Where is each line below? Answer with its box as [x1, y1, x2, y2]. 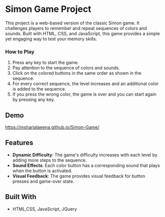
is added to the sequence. [12, 86, 66, 92]
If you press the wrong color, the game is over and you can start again [12, 91, 157, 98]
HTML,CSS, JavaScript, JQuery [12, 206, 77, 212]
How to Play [5, 48, 35, 55]
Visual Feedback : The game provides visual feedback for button [12, 173, 146, 179]
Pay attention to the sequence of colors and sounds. [12, 65, 121, 71]
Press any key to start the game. [12, 60, 79, 66]
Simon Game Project [5, 3, 91, 15]
